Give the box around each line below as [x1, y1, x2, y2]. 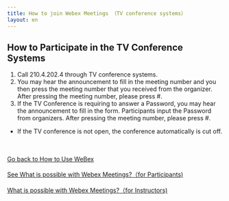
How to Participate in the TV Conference [7, 42, 184, 53]
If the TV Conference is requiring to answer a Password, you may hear [16, 100, 216, 108]
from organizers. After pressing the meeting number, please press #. [16, 114, 211, 122]
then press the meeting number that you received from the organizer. [16, 85, 213, 93]
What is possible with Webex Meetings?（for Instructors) [7, 186, 168, 195]
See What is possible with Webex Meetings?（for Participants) [7, 170, 184, 178]
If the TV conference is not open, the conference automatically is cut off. [16, 127, 223, 135]
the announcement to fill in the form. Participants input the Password [16, 107, 212, 115]
